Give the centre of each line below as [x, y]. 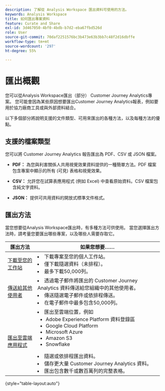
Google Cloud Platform [72, 326]
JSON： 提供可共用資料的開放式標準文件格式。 [60, 198]
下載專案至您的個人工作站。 [76, 257]
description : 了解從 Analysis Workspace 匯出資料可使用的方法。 [67, 10]
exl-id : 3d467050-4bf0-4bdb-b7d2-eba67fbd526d [54, 28]
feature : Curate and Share [33, 23]
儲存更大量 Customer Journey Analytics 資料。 [98, 363]
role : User [16, 32]
